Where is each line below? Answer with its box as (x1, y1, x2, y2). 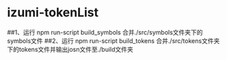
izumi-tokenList (7, 5, 99, 20)
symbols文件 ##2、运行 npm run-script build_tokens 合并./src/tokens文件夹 (7, 36, 220, 45)
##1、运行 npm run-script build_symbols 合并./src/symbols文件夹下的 (7, 28, 203, 36)
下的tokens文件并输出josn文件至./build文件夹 (7, 45, 133, 53)
